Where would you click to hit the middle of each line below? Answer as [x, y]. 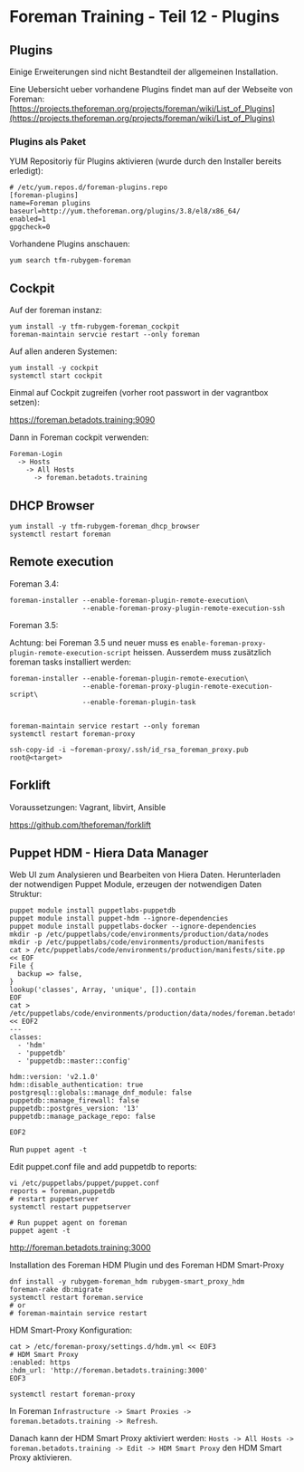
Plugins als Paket [47, 141]
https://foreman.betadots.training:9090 [82, 420]
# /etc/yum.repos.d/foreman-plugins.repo [89, 187]
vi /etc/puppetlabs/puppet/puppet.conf [85, 1183]
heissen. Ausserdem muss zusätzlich [202, 652]
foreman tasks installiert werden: [70, 662]
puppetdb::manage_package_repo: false [82, 1117]
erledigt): [26, 171]
